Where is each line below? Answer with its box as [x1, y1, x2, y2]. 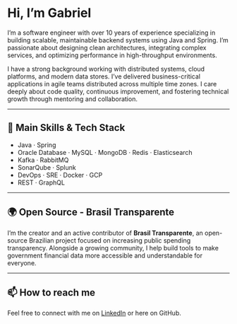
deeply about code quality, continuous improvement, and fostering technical [7, 87, 229, 96]
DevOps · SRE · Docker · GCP [17, 170, 103, 179]
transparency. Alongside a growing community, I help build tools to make [7, 243, 219, 252]
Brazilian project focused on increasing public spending [29, 236, 191, 245]
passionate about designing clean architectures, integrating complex [7, 43, 207, 52]
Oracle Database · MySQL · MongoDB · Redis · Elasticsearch [17, 148, 193, 156]
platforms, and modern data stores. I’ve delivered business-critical [7, 72, 201, 81]
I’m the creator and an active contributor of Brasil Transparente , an [7, 228, 203, 237]
